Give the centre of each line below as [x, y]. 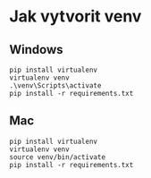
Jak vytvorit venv [75, 17]
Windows [36, 50]
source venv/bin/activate [57, 157]
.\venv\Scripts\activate [55, 86]
